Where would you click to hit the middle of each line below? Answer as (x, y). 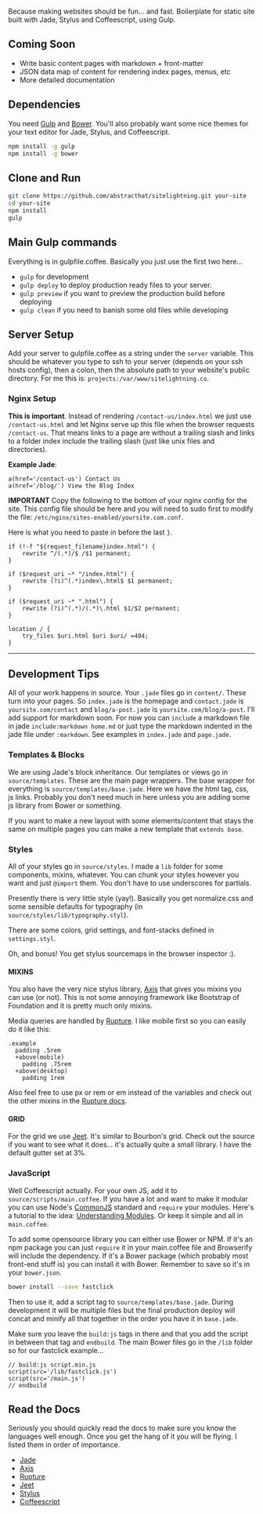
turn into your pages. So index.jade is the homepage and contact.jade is (126, 701)
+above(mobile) (40, 1058)
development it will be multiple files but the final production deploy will (122, 1310)
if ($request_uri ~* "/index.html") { (71, 574)
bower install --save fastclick (61, 1286)
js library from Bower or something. (65, 805)
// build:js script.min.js (52, 1365)
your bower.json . (35, 1272)
